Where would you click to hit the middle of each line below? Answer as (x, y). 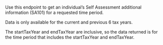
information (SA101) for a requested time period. (54, 12)
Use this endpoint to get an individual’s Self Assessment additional (74, 7)
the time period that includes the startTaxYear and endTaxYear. (70, 37)
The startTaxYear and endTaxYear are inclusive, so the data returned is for (81, 32)
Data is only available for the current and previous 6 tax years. (69, 22)
